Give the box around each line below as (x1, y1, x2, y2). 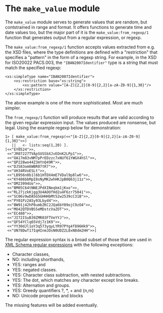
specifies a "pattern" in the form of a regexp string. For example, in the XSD (5, 54, 157, 60)
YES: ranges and (12, 261, 46, 267)
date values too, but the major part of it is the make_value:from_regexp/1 (5, 29, 149, 35)
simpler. (5, 105, 21, 111)
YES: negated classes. (12, 267, 57, 273)
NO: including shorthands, (12, 256, 65, 262)
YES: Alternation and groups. (12, 282, 71, 288)
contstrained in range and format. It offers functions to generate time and (5, 24, 152, 30)
